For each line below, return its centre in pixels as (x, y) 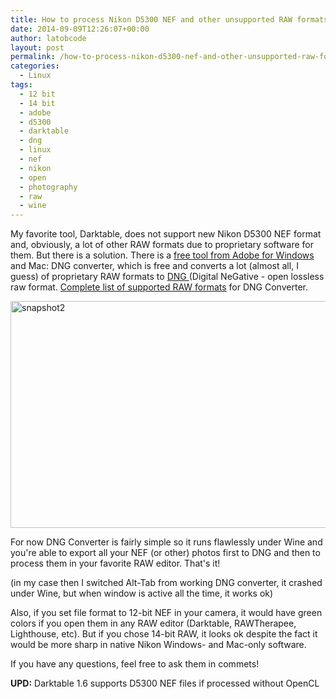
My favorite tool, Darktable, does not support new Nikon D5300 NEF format (166, 234)
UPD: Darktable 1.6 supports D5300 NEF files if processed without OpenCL (165, 683)
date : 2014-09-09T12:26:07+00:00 (80, 29)
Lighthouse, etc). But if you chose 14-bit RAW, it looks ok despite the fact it (164, 634)
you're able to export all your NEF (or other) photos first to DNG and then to (165, 553)
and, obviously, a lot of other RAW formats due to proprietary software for (162, 245)
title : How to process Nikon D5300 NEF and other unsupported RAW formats (169, 19)
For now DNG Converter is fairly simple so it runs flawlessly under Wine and (166, 542)
